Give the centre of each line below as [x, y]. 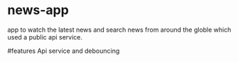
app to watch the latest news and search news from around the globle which [119, 30]
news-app [38, 10]
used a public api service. [45, 37]
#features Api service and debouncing [64, 51]
